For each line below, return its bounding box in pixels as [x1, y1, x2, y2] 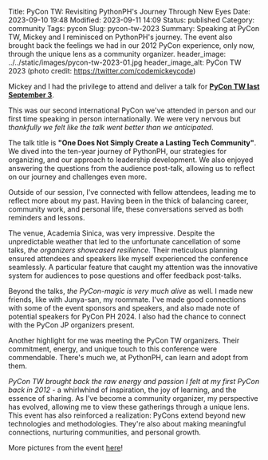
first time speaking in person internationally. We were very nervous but [8, 114, 241, 123]
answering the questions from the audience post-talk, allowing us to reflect [8, 164, 255, 172]
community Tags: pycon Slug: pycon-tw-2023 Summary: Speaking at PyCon [8, 24, 260, 33]
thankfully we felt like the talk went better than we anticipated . [8, 123, 214, 132]
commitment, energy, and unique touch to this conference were [8, 344, 218, 354]
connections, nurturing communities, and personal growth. [8, 427, 201, 437]
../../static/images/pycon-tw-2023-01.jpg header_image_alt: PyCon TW [8, 57, 242, 67]
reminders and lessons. [8, 213, 85, 222]
